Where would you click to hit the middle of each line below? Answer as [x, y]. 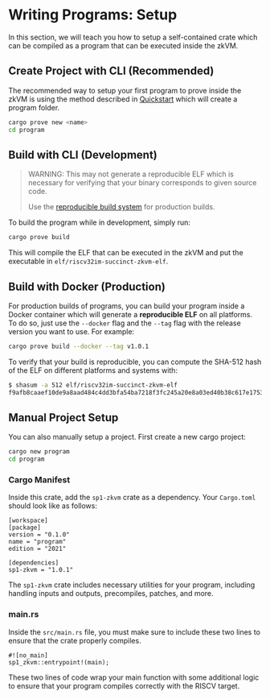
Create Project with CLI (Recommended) [111, 71]
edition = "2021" [37, 549]
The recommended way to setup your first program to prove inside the [125, 90]
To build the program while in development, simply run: [100, 222]
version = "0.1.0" [39, 535]
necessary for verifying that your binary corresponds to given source [142, 183]
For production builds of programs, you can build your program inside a [127, 306]
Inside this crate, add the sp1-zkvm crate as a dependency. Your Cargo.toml [132, 498]
